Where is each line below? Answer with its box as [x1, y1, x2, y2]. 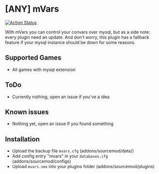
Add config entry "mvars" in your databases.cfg [12, 153, 108, 159]
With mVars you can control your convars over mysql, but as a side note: [5, 29, 150, 35]
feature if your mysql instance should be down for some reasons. [5, 39, 136, 45]
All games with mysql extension [12, 66, 76, 72]
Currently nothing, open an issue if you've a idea [12, 94, 110, 100]
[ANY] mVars [5, 3, 59, 15]
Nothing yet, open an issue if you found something [12, 121, 114, 127]
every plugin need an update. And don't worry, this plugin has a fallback [5, 34, 149, 40]
